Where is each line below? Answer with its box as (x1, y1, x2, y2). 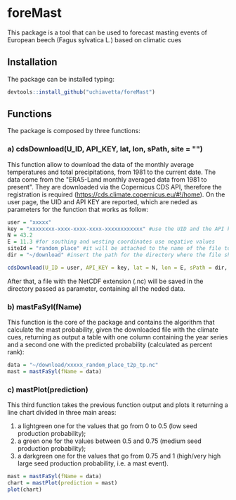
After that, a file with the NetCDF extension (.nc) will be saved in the (7, 277, 204, 285)
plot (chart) (7, 486, 42, 493)
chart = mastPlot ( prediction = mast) (7, 480, 118, 487)
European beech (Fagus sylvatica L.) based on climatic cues (7, 35, 182, 44)
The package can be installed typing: (7, 75, 114, 83)
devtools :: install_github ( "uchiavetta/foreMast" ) (7, 88, 156, 96)
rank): (7, 348, 25, 356)
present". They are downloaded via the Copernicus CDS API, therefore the (7, 182, 223, 191)
